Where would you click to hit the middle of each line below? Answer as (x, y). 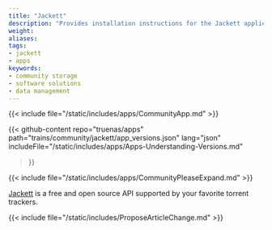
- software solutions (45, 83)
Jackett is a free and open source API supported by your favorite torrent (129, 194)
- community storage (43, 76)
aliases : (23, 38)
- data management (39, 91)
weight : (21, 31)
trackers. (23, 202)
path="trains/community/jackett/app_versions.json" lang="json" (115, 138)
